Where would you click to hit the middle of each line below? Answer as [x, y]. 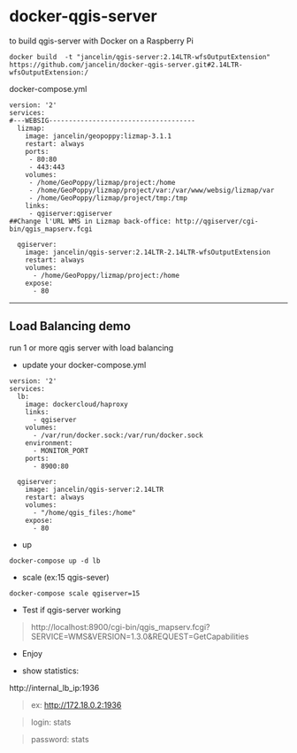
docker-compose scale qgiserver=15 [75, 593]
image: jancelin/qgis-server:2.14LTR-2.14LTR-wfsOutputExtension [148, 252]
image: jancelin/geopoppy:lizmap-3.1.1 [99, 136]
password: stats [60, 739]
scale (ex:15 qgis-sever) [65, 577]
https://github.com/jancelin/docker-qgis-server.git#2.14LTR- [126, 65]
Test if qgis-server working [71, 610]
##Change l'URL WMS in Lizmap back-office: [91, 221]
